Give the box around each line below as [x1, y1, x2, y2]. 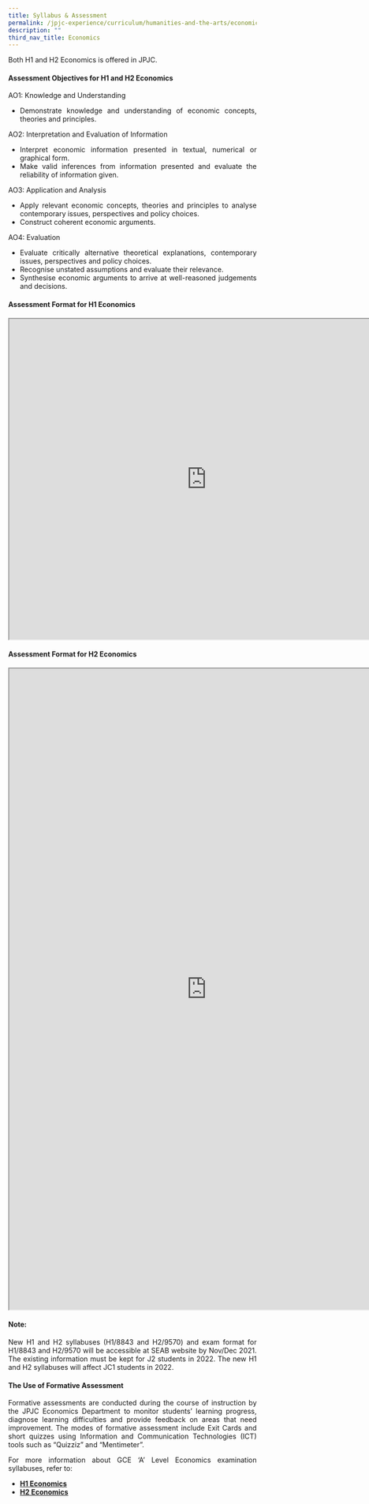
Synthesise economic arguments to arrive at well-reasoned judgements [19, 273, 257, 282]
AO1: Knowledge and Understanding [8, 91, 126, 100]
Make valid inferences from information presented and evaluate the [19, 162, 257, 171]
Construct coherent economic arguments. [19, 218, 156, 227]
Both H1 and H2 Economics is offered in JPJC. [8, 55, 158, 65]
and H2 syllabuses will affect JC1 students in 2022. [8, 1363, 174, 1372]
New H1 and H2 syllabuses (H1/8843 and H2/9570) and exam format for [8, 1338, 257, 1347]
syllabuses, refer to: [8, 1464, 73, 1473]
